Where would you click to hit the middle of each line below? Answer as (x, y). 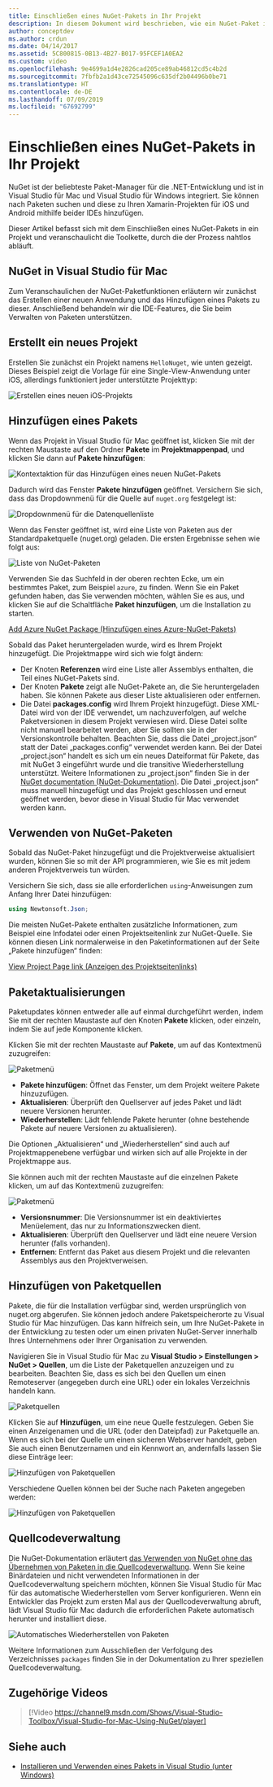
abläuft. (21, 246)
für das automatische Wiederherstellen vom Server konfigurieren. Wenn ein (135, 1592)
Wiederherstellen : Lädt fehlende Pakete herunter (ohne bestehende (134, 1119)
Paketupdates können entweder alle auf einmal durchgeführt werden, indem (136, 1012)
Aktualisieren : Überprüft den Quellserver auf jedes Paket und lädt (131, 1102)
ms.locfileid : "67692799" (52, 107)
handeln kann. (32, 1391)
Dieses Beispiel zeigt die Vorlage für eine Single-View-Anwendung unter (130, 370)
